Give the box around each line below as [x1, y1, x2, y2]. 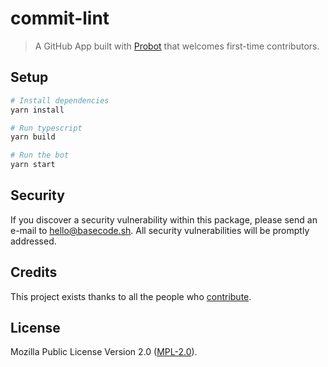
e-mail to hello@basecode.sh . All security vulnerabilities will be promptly [10, 224, 310, 236]
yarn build [10, 132, 56, 142]
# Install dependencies [10, 95, 110, 106]
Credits [10, 264, 58, 281]
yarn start [10, 160, 56, 170]
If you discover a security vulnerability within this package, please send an [10, 213, 318, 226]
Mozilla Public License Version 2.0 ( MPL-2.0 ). [10, 346, 198, 358]
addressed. [10, 235, 57, 247]
